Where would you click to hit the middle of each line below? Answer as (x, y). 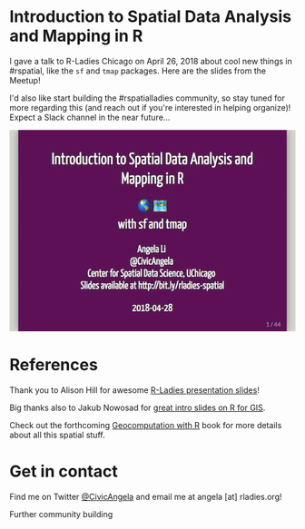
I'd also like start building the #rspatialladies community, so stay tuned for (148, 98)
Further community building (61, 514)
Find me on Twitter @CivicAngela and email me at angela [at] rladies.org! (146, 497)
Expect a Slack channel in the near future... (90, 117)
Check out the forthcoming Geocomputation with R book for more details (146, 426)
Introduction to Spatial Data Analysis (151, 17)
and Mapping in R (76, 36)
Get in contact (64, 471)
